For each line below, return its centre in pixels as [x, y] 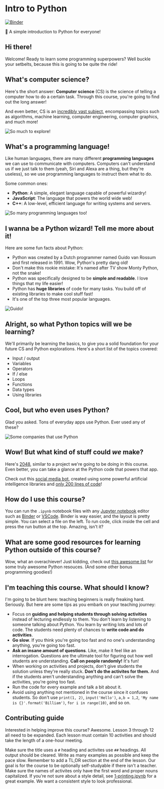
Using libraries [27, 395]
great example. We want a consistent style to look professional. [69, 781]
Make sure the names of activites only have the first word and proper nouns [82, 770]
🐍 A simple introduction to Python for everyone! [53, 31]
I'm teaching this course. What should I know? [77, 588]
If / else [20, 374]
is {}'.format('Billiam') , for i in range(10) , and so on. [71, 703]
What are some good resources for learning [73, 542]
